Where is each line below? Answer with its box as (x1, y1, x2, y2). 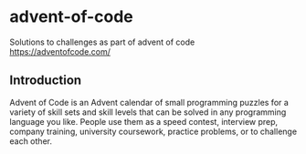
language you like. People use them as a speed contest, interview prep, (9, 116, 279, 127)
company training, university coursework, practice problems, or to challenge (9, 126, 298, 137)
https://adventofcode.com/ (9, 46, 111, 56)
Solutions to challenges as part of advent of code (9, 36, 195, 47)
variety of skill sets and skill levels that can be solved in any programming (9, 107, 287, 118)
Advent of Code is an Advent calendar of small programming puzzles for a (9, 97, 290, 108)
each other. (9, 135, 53, 147)
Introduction (9, 73, 82, 88)
